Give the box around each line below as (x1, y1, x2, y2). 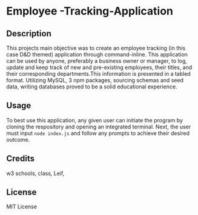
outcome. (6, 136, 30, 143)
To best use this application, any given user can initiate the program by (6, 116, 183, 124)
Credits (6, 153, 35, 164)
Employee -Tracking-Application (6, 4, 174, 18)
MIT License (6, 203, 38, 210)
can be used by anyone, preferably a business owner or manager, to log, (6, 58, 188, 64)
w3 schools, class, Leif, (6, 170, 65, 177)
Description (6, 28, 51, 39)
